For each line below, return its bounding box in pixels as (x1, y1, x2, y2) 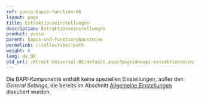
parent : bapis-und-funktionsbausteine (6, 37, 103, 43)
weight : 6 (6, 48, 31, 54)
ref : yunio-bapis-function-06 (6, 8, 82, 15)
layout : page (6, 14, 39, 20)
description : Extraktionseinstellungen (6, 25, 106, 32)
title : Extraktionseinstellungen (6, 20, 90, 26)
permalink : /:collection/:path (6, 43, 84, 49)
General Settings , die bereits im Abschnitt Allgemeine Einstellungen (6, 81, 172, 89)
